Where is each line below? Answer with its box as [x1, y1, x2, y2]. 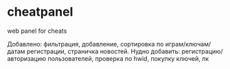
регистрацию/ [181, 47, 223, 55]
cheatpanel [7, 4, 73, 20]
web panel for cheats [7, 27, 67, 35]
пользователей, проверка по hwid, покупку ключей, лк [47, 54, 209, 62]
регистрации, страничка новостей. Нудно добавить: [26, 47, 181, 55]
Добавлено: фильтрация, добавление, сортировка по [7, 40, 164, 48]
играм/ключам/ [165, 40, 211, 48]
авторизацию [7, 54, 47, 62]
